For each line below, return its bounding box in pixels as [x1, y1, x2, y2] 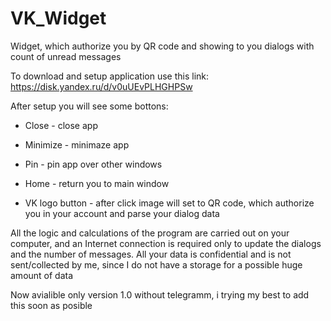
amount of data [10, 269, 74, 281]
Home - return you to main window [24, 177, 170, 189]
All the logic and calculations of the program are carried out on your [10, 227, 290, 239]
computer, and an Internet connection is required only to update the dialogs [10, 237, 322, 249]
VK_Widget [10, 7, 107, 30]
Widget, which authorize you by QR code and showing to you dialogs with [10, 40, 315, 52]
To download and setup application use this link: [10, 70, 210, 82]
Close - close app [24, 119, 98, 131]
